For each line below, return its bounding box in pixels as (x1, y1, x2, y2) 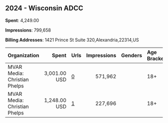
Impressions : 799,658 (5, 27, 51, 33)
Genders (121, 52, 142, 59)
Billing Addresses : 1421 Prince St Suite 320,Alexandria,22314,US (5, 37, 139, 43)
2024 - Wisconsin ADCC (5, 4, 83, 13)
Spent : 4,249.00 (5, 17, 39, 23)
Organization (7, 52, 39, 59)
